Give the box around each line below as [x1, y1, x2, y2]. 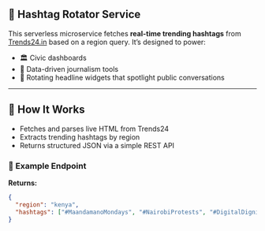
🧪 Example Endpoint [8, 160, 87, 171]
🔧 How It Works [8, 103, 85, 117]
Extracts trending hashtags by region [19, 132, 140, 142]
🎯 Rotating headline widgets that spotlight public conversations [19, 73, 225, 82]
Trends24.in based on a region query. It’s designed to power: [8, 37, 207, 47]
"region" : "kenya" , [15, 200, 80, 209]
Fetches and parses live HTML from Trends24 [19, 124, 170, 133]
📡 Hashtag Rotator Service [8, 8, 141, 21]
